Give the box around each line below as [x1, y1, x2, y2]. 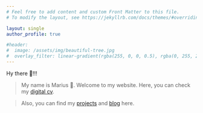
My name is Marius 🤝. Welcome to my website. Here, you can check [21, 81, 191, 88]
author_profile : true [6, 31, 61, 37]
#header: [6, 42, 28, 48]
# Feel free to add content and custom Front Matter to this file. [6, 8, 180, 15]
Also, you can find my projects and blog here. [21, 99, 135, 106]
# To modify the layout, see [6, 15, 80, 21]
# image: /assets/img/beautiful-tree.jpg [6, 48, 115, 54]
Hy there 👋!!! [6, 69, 37, 77]
